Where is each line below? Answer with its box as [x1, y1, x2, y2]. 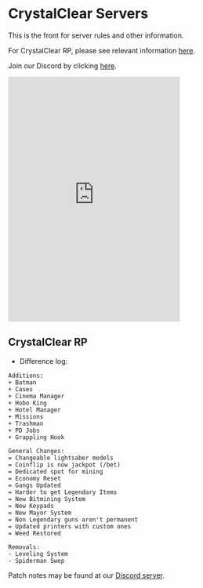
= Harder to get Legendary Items [8, 488, 118, 496]
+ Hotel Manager [8, 405, 61, 414]
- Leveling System [8, 550, 68, 557]
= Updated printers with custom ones [8, 522, 132, 530]
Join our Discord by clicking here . [8, 60, 118, 71]
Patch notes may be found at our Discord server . [8, 570, 165, 580]
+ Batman [8, 378, 37, 387]
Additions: [8, 372, 44, 379]
